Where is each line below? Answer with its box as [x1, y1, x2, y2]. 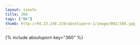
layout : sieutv [5, 7, 37, 12]
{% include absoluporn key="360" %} [5, 35, 83, 41]
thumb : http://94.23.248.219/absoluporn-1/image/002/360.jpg [5, 21, 135, 26]
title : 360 [5, 12, 28, 17]
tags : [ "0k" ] [5, 16, 32, 21]
